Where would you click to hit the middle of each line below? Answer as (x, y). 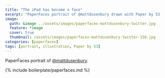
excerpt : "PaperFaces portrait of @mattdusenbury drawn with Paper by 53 (83, 14)
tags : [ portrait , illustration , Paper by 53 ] (53, 46)
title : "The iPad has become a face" (44, 10)
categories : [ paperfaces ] (32, 42)
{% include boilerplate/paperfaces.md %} (48, 70)
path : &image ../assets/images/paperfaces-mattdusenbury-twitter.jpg (82, 23)
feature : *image (26, 28)
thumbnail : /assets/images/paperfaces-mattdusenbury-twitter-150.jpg (82, 38)
